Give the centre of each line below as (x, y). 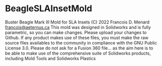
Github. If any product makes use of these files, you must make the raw (77, 38)
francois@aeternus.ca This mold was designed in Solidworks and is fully (78, 27)
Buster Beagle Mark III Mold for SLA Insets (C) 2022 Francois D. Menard (77, 22)
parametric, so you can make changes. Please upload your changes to (76, 32)
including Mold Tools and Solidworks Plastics (51, 58)
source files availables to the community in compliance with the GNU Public (81, 43)
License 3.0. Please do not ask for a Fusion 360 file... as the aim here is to (79, 48)
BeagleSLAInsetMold (49, 9)
